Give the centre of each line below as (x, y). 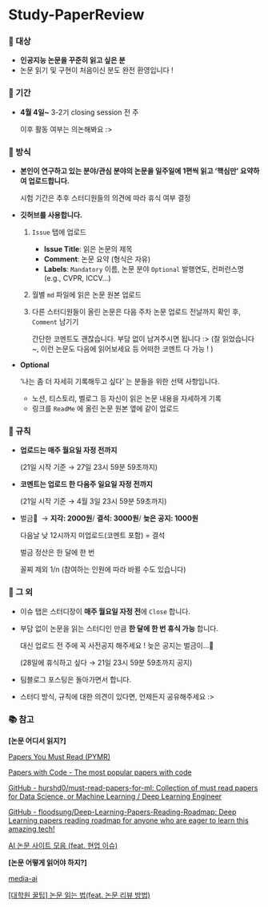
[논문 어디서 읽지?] (37, 740)
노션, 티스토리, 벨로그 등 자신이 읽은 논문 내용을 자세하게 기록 (126, 399)
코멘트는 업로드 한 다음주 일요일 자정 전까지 (86, 484)
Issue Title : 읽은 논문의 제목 (88, 249)
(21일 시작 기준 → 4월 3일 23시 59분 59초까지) (93, 501)
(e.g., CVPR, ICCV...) (77, 278)
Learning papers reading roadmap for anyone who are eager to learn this (129, 820)
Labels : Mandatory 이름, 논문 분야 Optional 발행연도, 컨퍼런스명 (144, 269)
